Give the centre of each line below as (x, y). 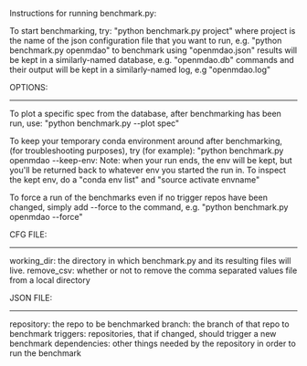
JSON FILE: (31, 298)
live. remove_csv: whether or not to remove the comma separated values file (153, 270)
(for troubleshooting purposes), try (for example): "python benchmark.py (147, 151)
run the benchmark (46, 353)
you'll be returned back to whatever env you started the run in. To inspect (148, 170)
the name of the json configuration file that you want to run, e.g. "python (146, 41)
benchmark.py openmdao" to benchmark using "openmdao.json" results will (153, 50)
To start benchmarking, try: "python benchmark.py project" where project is (153, 31)
